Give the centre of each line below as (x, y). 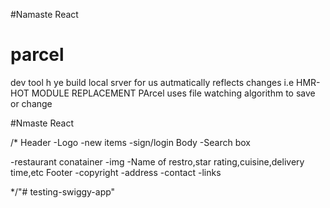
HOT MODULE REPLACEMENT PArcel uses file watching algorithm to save (163, 93)
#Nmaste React (42, 123)
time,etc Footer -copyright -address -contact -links (116, 172)
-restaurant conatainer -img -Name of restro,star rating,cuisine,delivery (157, 161)
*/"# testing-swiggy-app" (63, 191)
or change (31, 103)
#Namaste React (44, 14)
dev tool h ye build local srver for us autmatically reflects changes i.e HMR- (165, 82)
